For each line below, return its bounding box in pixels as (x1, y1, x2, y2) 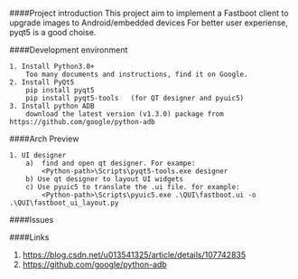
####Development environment (9, 44, 128, 55)
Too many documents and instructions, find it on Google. (25, 70, 248, 79)
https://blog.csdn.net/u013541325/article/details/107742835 (22, 249, 247, 260)
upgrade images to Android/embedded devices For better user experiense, (9, 17, 289, 28)
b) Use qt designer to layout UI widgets (25, 175, 183, 184)
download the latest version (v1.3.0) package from (25, 110, 224, 119)
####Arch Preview (9, 133, 79, 144)
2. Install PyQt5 (9, 78, 75, 87)
